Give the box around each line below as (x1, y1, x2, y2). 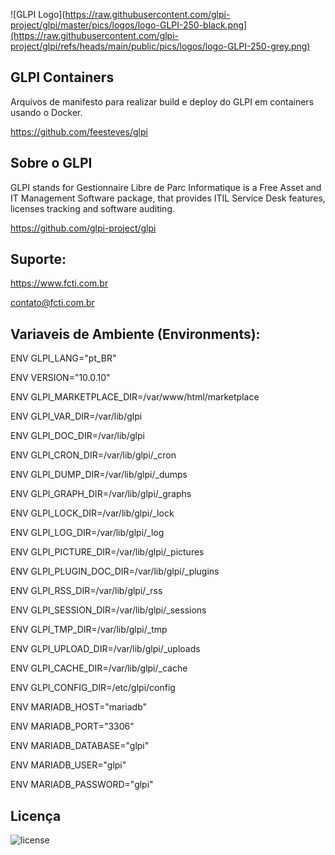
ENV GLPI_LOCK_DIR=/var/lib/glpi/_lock (10, 507, 175, 519)
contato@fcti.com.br (10, 297, 95, 309)
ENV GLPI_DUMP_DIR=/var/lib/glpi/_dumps (10, 469, 188, 481)
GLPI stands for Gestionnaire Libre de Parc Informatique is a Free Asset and (10, 181, 322, 193)
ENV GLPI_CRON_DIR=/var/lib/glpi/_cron (10, 449, 177, 461)
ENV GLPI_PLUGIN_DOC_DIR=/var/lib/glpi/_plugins (10, 565, 220, 578)
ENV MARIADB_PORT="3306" (10, 720, 135, 733)
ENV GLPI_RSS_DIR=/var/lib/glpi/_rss (10, 585, 163, 597)
